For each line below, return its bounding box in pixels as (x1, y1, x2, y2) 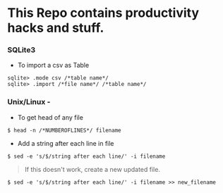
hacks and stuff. (7, 20, 104, 36)
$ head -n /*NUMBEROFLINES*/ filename (7, 127, 121, 134)
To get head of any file (17, 113, 83, 121)
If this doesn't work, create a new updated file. (24, 165, 161, 173)
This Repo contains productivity (7, 5, 200, 21)
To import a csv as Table (17, 61, 90, 70)
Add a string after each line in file (17, 139, 114, 147)
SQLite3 (7, 45, 36, 55)
